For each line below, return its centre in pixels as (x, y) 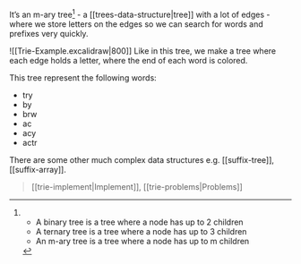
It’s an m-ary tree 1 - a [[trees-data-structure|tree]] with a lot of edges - (140, 14)
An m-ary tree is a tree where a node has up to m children (142, 241)
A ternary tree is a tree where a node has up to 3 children (141, 231)
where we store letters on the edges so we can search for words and (137, 24)
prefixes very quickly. (49, 33)
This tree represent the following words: (83, 77)
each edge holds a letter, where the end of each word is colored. (129, 60)
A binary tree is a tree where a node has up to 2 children (139, 222)
